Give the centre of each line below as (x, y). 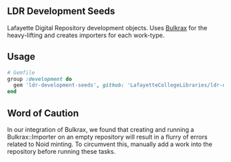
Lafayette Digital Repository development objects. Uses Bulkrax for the (107, 27)
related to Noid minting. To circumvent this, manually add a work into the (110, 144)
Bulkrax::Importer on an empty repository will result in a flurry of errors (107, 137)
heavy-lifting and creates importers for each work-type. (86, 35)
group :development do (40, 79)
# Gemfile (21, 72)
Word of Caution (43, 113)
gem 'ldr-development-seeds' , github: (69, 85)
